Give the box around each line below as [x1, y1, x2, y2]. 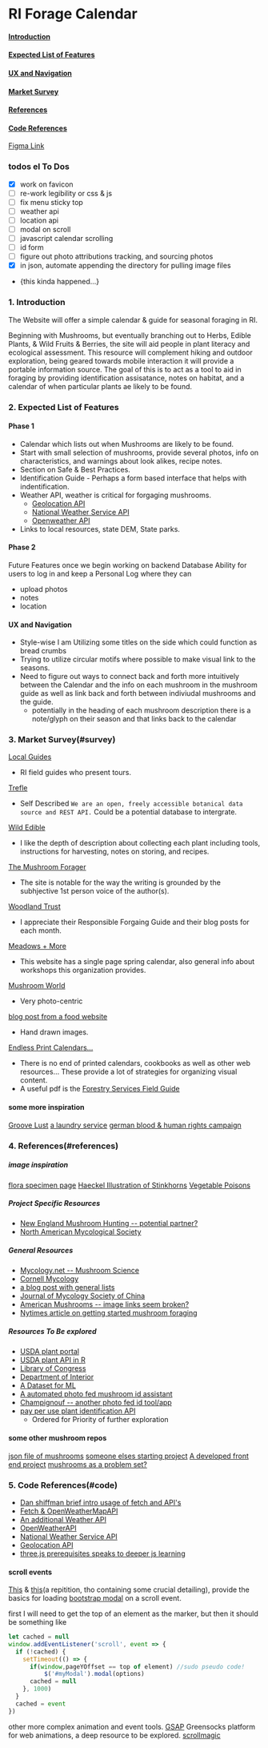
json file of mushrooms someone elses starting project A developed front [8, 1451, 250, 1461]
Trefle [8, 783, 28, 793]
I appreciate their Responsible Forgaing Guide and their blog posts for [19, 918, 250, 927]
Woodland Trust [8, 902, 62, 911]
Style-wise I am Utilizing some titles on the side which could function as [19, 637, 258, 647]
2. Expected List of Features [8, 401, 120, 412]
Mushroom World [8, 981, 66, 991]
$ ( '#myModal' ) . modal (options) [43, 1670, 146, 1678]
